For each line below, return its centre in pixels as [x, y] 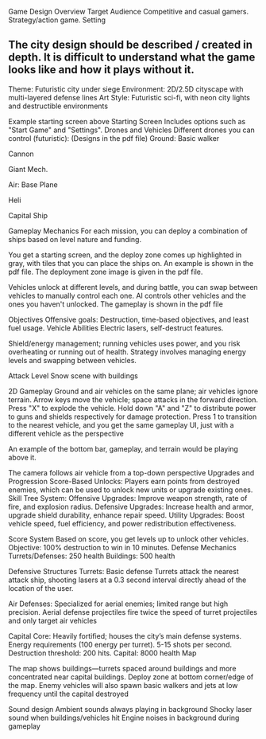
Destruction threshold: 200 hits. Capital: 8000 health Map [102, 653]
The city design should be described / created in [130, 45]
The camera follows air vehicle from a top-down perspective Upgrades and [131, 472]
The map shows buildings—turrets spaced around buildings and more [122, 668]
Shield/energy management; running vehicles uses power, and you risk [124, 343]
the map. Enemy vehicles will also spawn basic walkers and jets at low [123, 685]
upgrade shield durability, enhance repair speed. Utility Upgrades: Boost [126, 515]
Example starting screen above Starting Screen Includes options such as [127, 121]
